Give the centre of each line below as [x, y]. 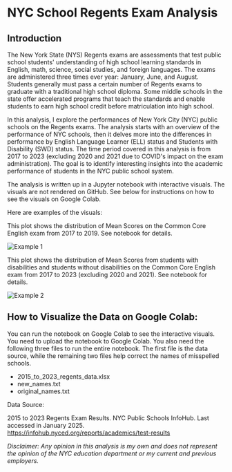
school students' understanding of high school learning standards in [104, 62]
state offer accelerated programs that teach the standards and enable [106, 99]
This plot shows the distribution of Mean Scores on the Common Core [107, 226]
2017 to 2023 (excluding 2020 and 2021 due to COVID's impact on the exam [115, 156]
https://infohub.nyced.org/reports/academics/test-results [89, 433]
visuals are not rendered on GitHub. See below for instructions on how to [111, 192]
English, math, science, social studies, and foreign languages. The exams [112, 69]
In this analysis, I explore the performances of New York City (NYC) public [113, 120]
